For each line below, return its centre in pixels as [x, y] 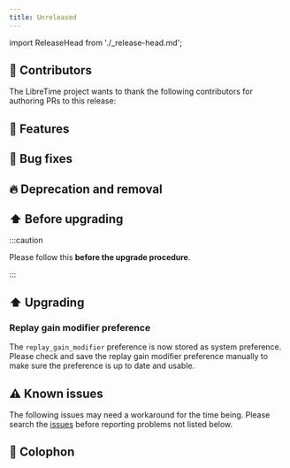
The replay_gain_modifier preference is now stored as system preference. [145, 347]
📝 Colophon [42, 452]
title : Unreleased [43, 17]
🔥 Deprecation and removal [86, 189]
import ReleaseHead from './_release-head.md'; [96, 42]
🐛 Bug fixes [41, 159]
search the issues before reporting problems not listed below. [121, 424]
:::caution [27, 241]
